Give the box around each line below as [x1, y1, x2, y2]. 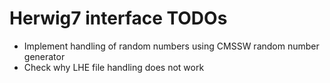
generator [23, 50, 66, 62]
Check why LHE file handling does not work [23, 61, 205, 73]
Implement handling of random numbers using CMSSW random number [23, 40, 320, 52]
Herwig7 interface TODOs [9, 7, 228, 30]
